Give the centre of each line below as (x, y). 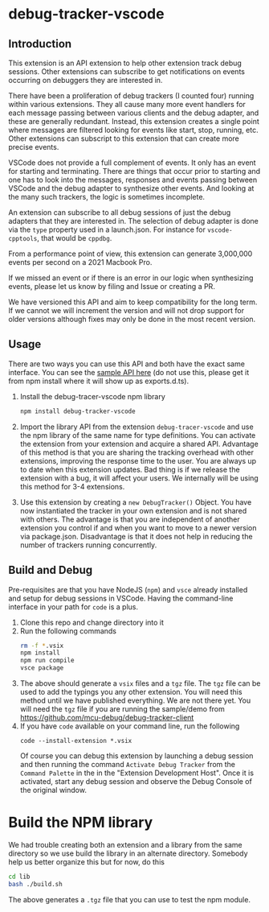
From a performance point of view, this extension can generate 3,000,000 (130, 254)
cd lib (19, 877)
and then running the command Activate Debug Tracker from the (127, 764)
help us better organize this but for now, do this (86, 861)
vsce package (42, 668)
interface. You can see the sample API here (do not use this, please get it (129, 372)
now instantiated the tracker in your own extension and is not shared (133, 510)
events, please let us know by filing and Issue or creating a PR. (112, 286)
